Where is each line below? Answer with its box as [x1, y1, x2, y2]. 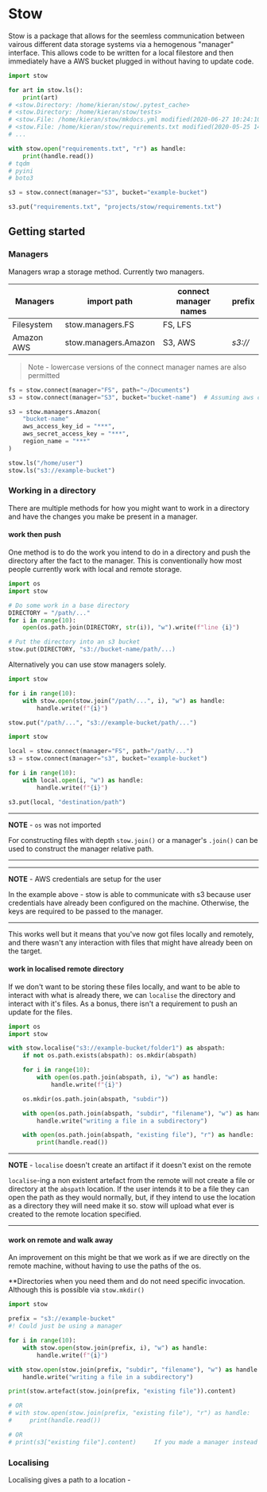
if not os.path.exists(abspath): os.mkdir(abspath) [22, 1052, 197, 1060]
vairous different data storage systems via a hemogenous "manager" [8, 39, 234, 48]
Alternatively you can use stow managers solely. [8, 660, 167, 669]
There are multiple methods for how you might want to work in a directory [8, 503, 250, 512]
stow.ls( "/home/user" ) [8, 458, 83, 467]
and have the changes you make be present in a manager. [8, 512, 199, 521]
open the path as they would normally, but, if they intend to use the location [8, 1192, 256, 1202]
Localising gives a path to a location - [8, 1475, 131, 1484]
